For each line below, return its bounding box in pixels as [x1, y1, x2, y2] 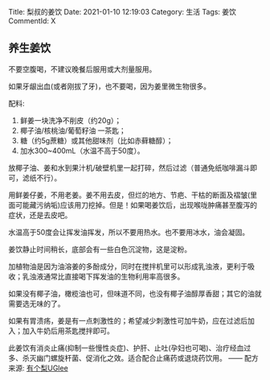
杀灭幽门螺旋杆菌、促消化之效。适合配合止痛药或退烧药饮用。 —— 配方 [22, 353, 259, 362]
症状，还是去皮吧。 [8, 210, 72, 220]
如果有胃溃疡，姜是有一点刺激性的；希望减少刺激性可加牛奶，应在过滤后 [8, 316, 247, 325]
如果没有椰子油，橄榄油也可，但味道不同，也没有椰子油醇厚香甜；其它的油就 [8, 288, 262, 298]
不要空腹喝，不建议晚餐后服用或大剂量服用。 [8, 64, 157, 74]
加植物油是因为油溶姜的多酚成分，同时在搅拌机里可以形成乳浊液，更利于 [8, 261, 247, 271]
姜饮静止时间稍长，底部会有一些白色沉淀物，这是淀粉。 [8, 244, 191, 254]
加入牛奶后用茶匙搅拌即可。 [22, 325, 114, 336]
